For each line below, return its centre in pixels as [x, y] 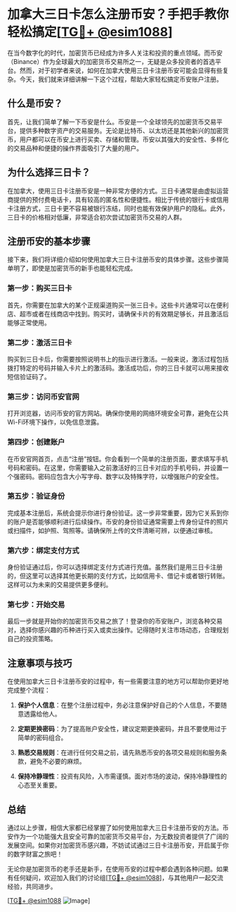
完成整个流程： [29, 691]
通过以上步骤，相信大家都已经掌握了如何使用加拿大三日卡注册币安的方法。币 [118, 828]
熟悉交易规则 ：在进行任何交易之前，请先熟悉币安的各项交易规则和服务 [119, 752]
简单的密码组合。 [42, 738]
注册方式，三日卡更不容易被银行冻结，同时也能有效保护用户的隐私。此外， [121, 208]
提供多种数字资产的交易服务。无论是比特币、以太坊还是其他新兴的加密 [121, 130]
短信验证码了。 [29, 376]
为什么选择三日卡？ [49, 173]
